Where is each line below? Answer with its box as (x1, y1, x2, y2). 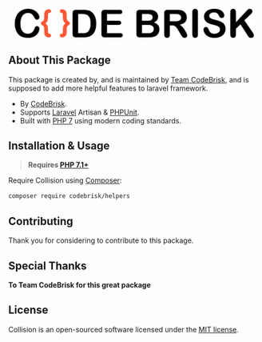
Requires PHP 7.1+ (27, 160, 89, 170)
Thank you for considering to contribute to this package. (8, 235, 194, 245)
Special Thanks (8, 259, 87, 272)
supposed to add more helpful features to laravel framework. (8, 83, 208, 93)
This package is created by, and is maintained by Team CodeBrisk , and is (8, 74, 249, 84)
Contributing (8, 214, 73, 228)
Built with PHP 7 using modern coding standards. (19, 115, 182, 125)
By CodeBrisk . (19, 99, 68, 108)
